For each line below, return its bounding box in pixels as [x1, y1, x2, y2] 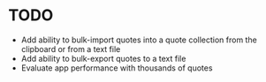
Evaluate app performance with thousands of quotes [20, 63, 213, 73]
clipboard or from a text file [20, 43, 121, 54]
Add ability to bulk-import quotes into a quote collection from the [20, 34, 257, 45]
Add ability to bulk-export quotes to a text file [20, 53, 186, 63]
